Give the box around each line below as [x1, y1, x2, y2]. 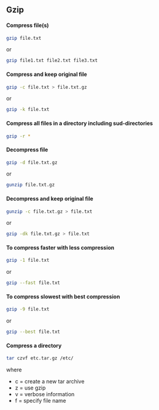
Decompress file [6, 146, 49, 153]
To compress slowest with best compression [6, 292, 120, 300]
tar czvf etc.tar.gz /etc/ [6, 355, 74, 361]
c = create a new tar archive [14, 378, 85, 385]
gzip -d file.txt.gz [6, 159, 58, 165]
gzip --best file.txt [6, 329, 61, 335]
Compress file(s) [6, 21, 49, 29]
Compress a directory [6, 342, 62, 349]
